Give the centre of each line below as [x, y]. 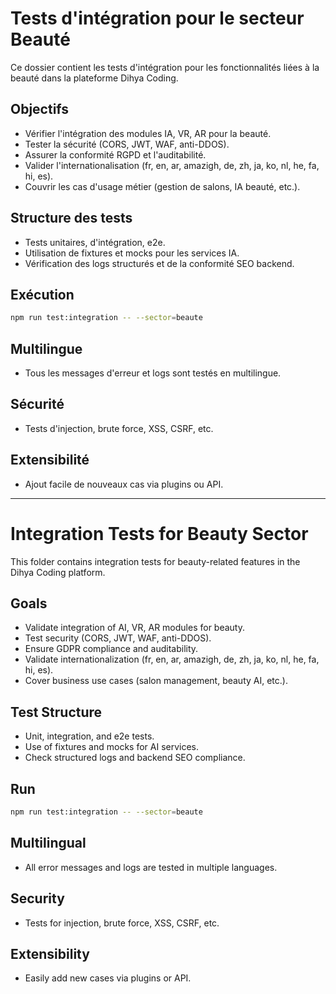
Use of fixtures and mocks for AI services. [112, 747]
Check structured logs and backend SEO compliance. [135, 758]
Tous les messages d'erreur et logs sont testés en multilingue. [153, 373]
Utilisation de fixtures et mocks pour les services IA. [132, 253]
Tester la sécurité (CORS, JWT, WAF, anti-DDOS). [127, 144]
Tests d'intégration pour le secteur [157, 18]
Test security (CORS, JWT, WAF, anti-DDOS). [118, 638]
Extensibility [50, 953]
